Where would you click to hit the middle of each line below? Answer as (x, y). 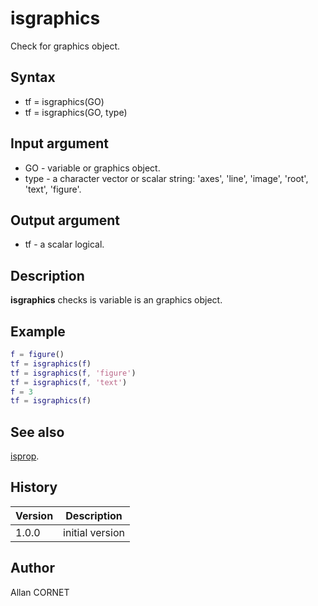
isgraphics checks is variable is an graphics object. (116, 300)
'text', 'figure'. (53, 189)
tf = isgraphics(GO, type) (76, 112)
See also (37, 432)
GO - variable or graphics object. (92, 168)
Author (32, 568)
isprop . (25, 456)
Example (38, 331)
